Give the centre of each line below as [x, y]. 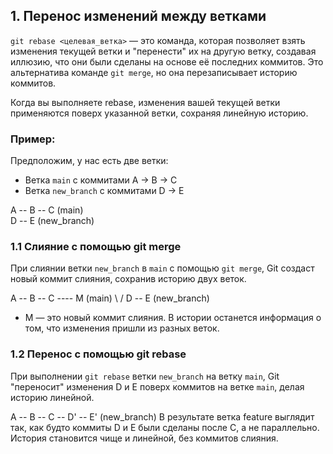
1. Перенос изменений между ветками [138, 16]
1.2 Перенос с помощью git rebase [98, 354]
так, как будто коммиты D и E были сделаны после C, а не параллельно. [165, 427]
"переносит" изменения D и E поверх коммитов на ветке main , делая [157, 386]
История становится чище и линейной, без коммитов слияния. [144, 438]
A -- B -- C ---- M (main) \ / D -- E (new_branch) [110, 298]
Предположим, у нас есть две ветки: [89, 161]
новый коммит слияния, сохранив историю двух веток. [128, 279]
